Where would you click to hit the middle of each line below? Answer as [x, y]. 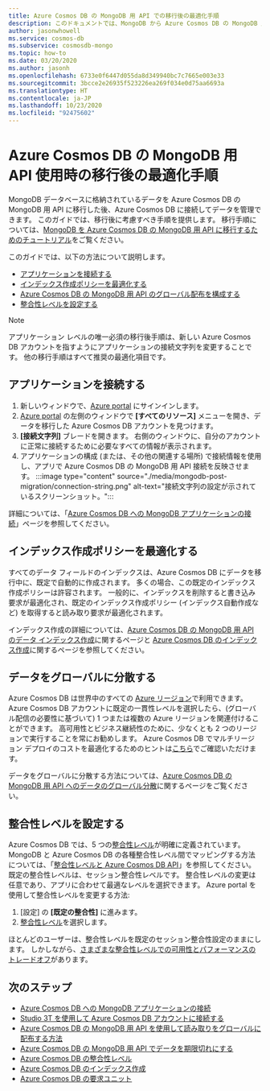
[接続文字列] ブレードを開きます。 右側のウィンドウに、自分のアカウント [140, 436]
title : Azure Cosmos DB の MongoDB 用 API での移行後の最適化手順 [114, 16]
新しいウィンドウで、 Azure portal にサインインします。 [111, 405]
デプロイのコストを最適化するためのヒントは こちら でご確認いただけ [137, 749]
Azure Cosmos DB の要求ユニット [76, 1079]
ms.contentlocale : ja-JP [50, 98]
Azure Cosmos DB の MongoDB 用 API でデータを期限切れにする [127, 1048]
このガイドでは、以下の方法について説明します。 [89, 256]
